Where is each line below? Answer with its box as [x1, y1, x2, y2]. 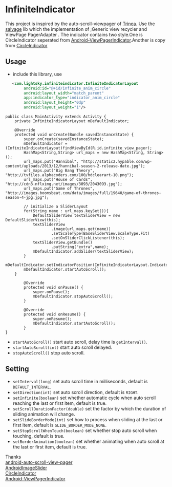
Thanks [5, 454, 21, 460]
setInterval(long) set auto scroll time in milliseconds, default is [12, 378, 148, 384]
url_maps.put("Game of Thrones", [24, 186, 95, 191]
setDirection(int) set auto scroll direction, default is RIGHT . [12, 389, 139, 395]
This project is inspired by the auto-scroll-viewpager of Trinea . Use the [5, 21, 155, 27]
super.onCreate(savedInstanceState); [24, 137, 104, 142]
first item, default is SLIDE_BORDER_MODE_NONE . [12, 422, 106, 428]
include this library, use [12, 71, 62, 77]
